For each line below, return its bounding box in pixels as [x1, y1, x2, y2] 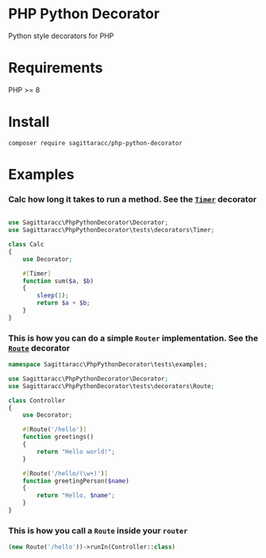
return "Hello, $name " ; [37, 491, 115, 500]
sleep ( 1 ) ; [37, 291, 69, 300]
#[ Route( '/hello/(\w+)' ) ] [22, 469, 109, 477]
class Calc [8, 241, 44, 248]
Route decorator [8, 342, 70, 353]
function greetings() [22, 433, 94, 441]
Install [8, 113, 50, 131]
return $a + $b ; [37, 299, 91, 307]
